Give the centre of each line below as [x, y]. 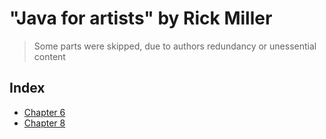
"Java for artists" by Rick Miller [141, 18]
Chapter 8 [44, 123]
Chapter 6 [44, 112]
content [49, 56]
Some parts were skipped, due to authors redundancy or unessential [175, 46]
